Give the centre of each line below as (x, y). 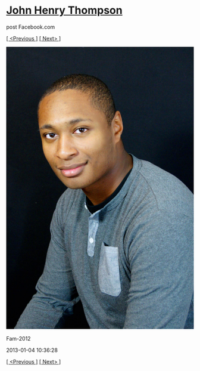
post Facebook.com (31, 27)
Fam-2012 (18, 338)
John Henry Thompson (65, 10)
